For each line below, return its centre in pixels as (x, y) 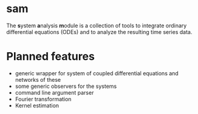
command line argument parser (54, 92)
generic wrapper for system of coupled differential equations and (97, 73)
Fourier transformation (43, 99)
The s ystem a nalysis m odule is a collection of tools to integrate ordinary (97, 25)
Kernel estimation (37, 106)
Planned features (51, 57)
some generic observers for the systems (66, 86)
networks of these (38, 79)
